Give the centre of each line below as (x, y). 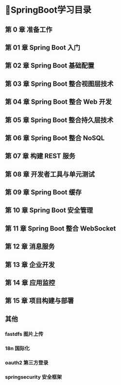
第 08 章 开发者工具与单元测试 (50, 174)
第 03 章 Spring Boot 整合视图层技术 (59, 84)
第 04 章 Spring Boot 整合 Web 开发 (58, 102)
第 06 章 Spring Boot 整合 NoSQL (55, 138)
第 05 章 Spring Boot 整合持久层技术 (59, 120)
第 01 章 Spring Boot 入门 (43, 48)
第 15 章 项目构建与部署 (40, 301)
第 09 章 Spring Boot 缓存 (43, 192)
